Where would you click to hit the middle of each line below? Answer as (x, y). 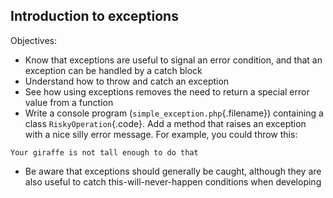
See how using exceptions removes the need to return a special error (167, 91)
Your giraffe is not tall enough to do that (104, 152)
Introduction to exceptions (94, 16)
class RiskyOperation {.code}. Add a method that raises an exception (165, 123)
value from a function (69, 102)
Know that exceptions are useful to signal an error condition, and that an (173, 60)
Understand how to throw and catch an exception (127, 81)
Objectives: (33, 40)
